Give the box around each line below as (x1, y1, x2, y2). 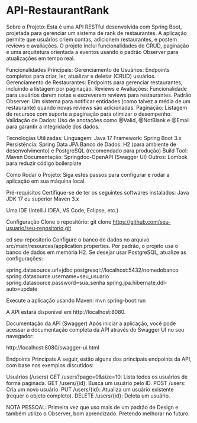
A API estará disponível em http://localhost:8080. (6, 308, 126, 315)
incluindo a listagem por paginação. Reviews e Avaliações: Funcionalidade (6, 85, 188, 92)
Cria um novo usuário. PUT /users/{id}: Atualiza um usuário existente (6, 386, 174, 393)
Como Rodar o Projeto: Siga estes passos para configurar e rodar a (6, 171, 170, 178)
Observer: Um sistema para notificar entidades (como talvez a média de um (6, 97, 191, 104)
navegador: (6, 332, 34, 339)
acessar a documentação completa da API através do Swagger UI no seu (6, 326, 185, 333)
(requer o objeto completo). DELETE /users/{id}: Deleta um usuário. (6, 392, 170, 399)
